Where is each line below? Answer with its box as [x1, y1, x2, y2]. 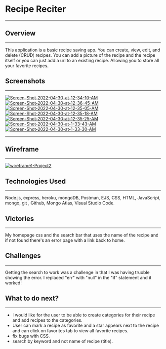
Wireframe [5, 145, 39, 154]
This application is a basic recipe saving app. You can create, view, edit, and [5, 47, 161, 53]
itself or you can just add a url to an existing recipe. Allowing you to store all [5, 57, 159, 63]
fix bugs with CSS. [12, 333, 50, 339]
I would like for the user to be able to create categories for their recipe [12, 312, 155, 318]
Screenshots [5, 77, 45, 85]
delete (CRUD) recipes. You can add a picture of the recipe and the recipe [5, 52, 156, 58]
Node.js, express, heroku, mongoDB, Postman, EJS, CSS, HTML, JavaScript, [5, 195, 161, 201]
